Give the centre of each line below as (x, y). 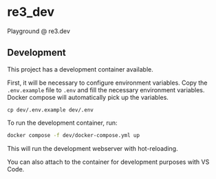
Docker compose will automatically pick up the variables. (88, 97)
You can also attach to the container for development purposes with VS (108, 162)
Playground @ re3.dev (39, 31)
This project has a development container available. (80, 69)
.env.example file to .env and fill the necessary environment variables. (106, 89)
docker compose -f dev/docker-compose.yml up (73, 135)
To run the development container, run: (62, 123)
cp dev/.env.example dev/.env (51, 110)
